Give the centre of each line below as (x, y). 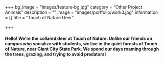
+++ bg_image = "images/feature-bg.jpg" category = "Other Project (74, 7)
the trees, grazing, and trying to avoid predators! (56, 54)
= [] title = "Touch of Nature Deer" (40, 17)
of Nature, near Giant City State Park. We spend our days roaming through (82, 49)
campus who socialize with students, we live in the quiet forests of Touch (81, 43)
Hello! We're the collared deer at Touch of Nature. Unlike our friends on (79, 38)
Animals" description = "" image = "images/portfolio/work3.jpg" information (82, 12)
